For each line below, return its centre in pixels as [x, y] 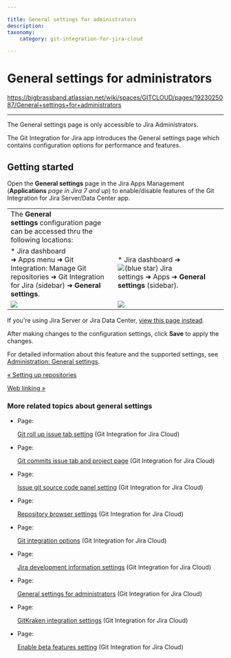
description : [26, 26]
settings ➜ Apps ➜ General [162, 277]
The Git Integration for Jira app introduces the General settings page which [113, 138]
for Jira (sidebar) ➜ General [56, 285]
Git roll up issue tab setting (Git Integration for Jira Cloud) [98, 434]
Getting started [41, 167]
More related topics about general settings [80, 406]
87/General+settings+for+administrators [64, 105]
